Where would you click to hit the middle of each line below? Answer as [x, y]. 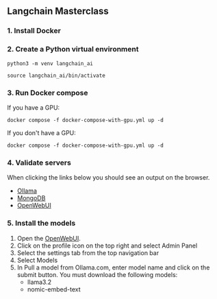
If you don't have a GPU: [42, 132]
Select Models [37, 260]
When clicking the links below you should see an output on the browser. [108, 178]
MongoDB [31, 198]
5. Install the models [41, 224]
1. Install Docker [34, 31]
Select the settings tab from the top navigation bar [88, 252]
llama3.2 [39, 282]
